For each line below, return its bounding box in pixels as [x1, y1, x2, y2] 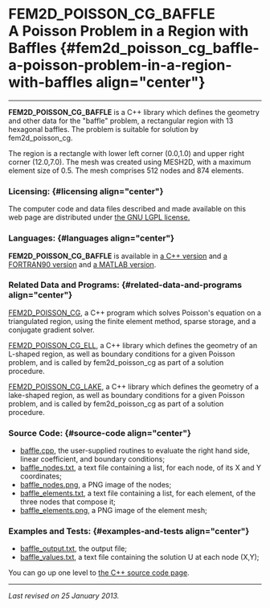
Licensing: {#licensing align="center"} [8, 186, 164, 197]
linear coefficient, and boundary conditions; [19, 454, 166, 464]
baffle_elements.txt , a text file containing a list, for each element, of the [19, 488, 256, 499]
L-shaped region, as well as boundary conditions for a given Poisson [8, 349, 235, 359]
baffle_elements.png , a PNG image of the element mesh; [19, 506, 207, 516]
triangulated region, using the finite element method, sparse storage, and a [8, 316, 256, 326]
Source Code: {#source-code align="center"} [8, 427, 191, 438]
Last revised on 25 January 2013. [8, 591, 120, 601]
